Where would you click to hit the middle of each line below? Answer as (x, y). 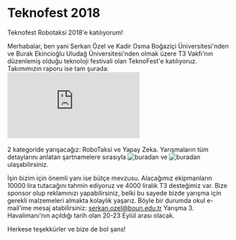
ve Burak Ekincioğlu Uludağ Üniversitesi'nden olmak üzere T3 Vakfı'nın (110, 53)
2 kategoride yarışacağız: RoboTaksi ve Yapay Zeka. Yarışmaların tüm (108, 149)
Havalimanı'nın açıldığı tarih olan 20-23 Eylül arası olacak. (91, 215)
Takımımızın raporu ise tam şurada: (58, 68)
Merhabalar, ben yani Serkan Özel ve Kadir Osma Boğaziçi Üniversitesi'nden (118, 46)
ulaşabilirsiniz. (28, 164)
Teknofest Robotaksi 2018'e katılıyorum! (65, 32)
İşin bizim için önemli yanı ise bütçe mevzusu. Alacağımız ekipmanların (110, 178)
